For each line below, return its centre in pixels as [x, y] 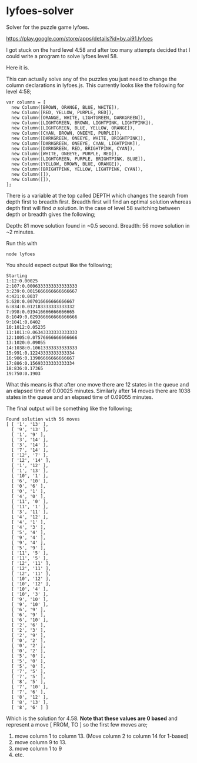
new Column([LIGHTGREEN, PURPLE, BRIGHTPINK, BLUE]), [79, 159]
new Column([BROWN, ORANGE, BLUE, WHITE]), [65, 107]
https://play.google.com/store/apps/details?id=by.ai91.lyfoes [79, 38]
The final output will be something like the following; [69, 408]
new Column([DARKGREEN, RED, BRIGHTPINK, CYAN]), [73, 148]
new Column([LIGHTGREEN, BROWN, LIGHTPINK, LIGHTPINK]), [83, 123]
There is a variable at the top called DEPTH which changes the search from [97, 195]
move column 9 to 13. [40, 742]
